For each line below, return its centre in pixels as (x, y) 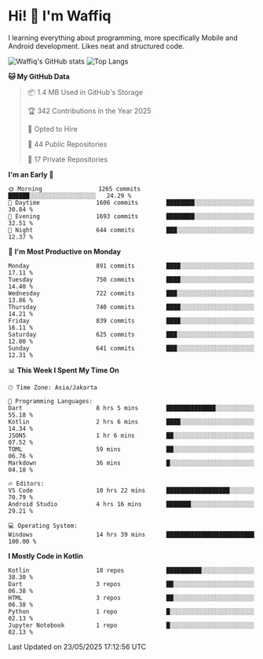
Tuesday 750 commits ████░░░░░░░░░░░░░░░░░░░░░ (131, 279)
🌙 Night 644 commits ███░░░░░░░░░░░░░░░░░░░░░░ (131, 230)
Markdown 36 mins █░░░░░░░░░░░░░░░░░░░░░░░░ (131, 463)
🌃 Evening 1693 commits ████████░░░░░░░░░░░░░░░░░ (131, 216)
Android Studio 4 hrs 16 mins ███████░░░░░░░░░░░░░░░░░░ (131, 504)
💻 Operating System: (43, 526)
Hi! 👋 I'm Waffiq (60, 16)
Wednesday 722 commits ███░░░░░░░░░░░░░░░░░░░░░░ (131, 293)
